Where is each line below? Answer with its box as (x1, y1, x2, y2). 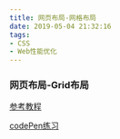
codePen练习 (9, 120, 59, 132)
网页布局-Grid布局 (9, 79, 89, 92)
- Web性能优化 (9, 47, 57, 56)
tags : (9, 30, 30, 39)
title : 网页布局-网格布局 (9, 13, 97, 23)
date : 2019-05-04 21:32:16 (9, 22, 112, 31)
